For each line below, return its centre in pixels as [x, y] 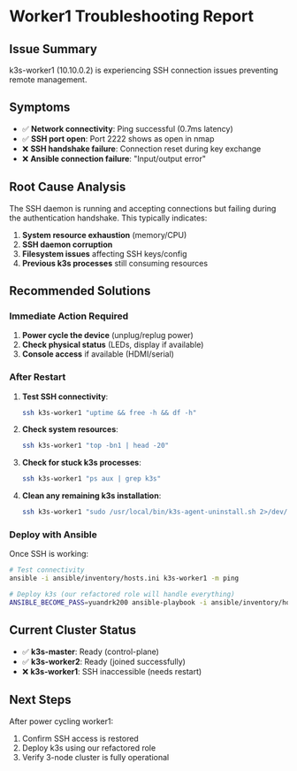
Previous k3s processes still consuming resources [115, 263]
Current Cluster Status [73, 630]
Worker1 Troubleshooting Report [132, 16]
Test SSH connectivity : [65, 397]
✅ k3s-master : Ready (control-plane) [90, 651]
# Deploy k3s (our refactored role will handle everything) [122, 595]
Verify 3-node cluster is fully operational [95, 757]
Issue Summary [53, 49]
